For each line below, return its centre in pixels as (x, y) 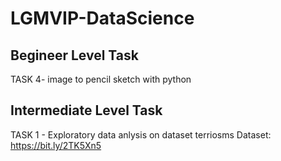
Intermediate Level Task (86, 110)
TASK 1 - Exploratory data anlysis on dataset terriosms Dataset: (141, 134)
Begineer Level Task (74, 55)
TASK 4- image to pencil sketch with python (101, 79)
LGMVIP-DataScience (102, 18)
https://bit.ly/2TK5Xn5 (56, 145)
